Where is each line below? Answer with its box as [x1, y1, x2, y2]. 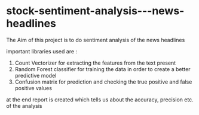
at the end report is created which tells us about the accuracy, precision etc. [6, 96, 194, 103]
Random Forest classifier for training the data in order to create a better [14, 65, 191, 72]
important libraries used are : [6, 47, 78, 55]
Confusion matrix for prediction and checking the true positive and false [14, 78, 192, 85]
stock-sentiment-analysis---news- [6, 4, 185, 18]
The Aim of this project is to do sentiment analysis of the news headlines [6, 36, 185, 43]
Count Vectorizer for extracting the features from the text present [14, 59, 176, 66]
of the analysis [6, 102, 42, 109]
